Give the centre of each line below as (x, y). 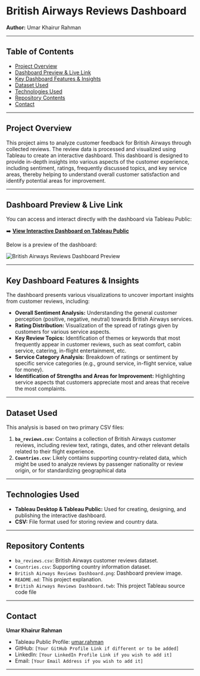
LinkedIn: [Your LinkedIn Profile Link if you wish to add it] (93, 655)
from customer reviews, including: (48, 301)
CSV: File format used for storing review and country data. (87, 521)
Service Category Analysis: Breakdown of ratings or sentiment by (96, 357)
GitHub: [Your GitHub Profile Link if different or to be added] (97, 648)
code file (26, 592)
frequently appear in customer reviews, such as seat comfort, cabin (98, 345)
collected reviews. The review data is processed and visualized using (91, 149)
